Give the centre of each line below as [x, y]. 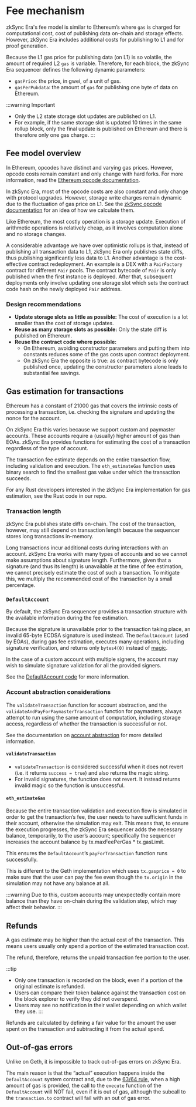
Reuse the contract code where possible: [66, 342]
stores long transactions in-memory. [50, 536]
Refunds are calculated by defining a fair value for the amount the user [91, 1022]
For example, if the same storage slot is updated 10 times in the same [98, 122]
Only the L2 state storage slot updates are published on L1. [85, 116]
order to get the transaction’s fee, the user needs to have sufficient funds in [97, 817]
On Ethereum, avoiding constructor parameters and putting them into [106, 348]
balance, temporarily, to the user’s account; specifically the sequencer [91, 836]
